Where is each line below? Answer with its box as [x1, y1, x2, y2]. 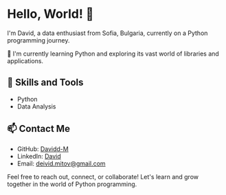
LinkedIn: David [16, 152, 62, 160]
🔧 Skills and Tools [7, 77, 84, 89]
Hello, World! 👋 [7, 6, 94, 22]
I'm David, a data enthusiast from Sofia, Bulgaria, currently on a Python [7, 29, 208, 37]
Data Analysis [16, 102, 56, 111]
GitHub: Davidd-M [16, 144, 69, 153]
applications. [7, 56, 43, 65]
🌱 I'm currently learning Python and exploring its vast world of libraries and [7, 49, 220, 58]
